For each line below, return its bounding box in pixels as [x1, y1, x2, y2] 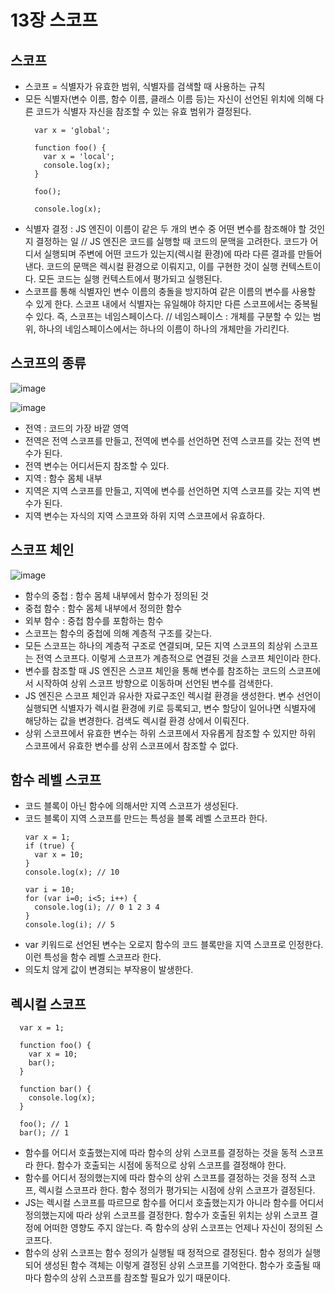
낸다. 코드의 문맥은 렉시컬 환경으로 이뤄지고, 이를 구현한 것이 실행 [24, 261, 278, 272]
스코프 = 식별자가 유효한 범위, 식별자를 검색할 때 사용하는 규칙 [24, 81, 266, 92]
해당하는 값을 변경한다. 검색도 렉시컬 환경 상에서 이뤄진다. [24, 714, 250, 726]
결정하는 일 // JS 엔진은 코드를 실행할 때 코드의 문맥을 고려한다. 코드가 [35, 236, 308, 247]
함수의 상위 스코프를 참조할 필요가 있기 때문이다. [43, 1272, 231, 1284]
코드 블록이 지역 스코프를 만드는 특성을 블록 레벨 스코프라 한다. [24, 812, 268, 825]
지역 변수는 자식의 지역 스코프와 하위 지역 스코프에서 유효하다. [24, 509, 266, 521]
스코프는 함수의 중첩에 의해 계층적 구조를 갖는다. [24, 627, 212, 639]
